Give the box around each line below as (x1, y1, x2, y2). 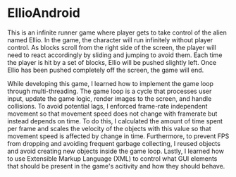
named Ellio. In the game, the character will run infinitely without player (7, 35, 213, 44)
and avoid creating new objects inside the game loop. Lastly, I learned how (7, 147, 224, 155)
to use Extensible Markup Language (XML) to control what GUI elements (7, 154, 218, 163)
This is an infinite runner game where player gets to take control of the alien (7, 28, 227, 37)
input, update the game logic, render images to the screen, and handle (7, 94, 212, 103)
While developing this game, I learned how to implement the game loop (7, 79, 213, 87)
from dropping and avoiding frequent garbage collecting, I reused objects (7, 139, 221, 147)
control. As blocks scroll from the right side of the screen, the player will (7, 43, 216, 51)
